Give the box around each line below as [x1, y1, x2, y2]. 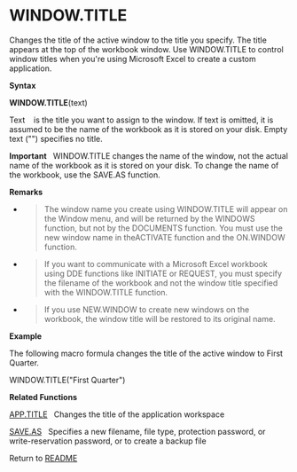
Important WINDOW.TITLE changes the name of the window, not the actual [9, 150, 288, 161]
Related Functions [9, 391, 78, 402]
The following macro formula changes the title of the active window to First [9, 348, 284, 358]
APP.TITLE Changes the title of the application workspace [9, 409, 225, 420]
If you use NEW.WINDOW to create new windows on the [43, 303, 250, 315]
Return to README [9, 452, 78, 463]
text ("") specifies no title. [9, 133, 104, 144]
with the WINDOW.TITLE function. [43, 287, 168, 297]
